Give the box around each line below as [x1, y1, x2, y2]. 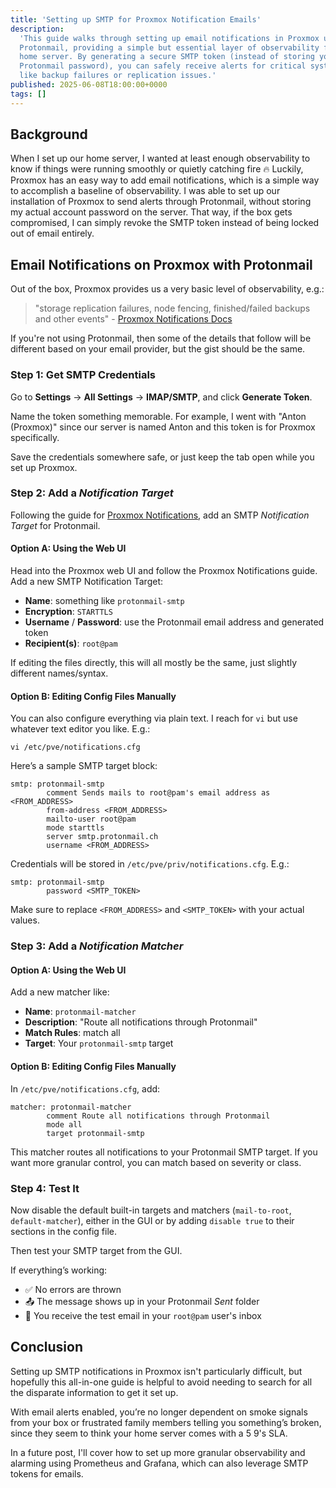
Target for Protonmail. [10, 519, 101, 531]
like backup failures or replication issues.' [19, 71, 217, 81]
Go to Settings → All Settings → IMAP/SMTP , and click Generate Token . [10, 391, 313, 403]
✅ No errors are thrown [24, 1283, 122, 1295]
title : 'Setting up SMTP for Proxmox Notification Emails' [10, 14, 262, 25]
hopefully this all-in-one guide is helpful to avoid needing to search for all [10, 1376, 313, 1388]
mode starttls [46, 823, 105, 833]
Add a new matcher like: [10, 986, 110, 998]
